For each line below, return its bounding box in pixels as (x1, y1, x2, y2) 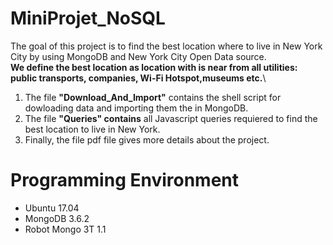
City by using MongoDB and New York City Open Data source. (10, 50, 267, 62)
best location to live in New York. (24, 123, 161, 135)
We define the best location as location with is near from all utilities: (10, 61, 298, 73)
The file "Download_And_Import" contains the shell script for (24, 91, 282, 103)
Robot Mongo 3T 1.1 (24, 223, 107, 235)
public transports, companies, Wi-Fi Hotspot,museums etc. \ (10, 72, 267, 84)
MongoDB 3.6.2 (24, 212, 90, 224)
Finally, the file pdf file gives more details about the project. (24, 133, 270, 146)
